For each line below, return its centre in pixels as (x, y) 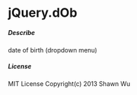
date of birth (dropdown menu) (53, 50)
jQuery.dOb (43, 13)
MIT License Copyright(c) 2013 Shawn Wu (69, 84)
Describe (22, 32)
